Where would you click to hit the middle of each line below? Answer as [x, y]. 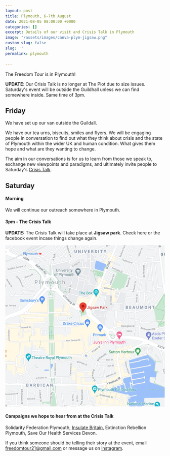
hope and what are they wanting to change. [51, 149]
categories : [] [21, 27]
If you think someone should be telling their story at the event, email [76, 443]
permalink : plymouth [27, 53]
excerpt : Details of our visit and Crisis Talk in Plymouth [70, 32]
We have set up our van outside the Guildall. [51, 123]
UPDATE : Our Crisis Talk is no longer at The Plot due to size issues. [75, 84]
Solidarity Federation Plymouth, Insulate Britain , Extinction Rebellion [76, 428]
